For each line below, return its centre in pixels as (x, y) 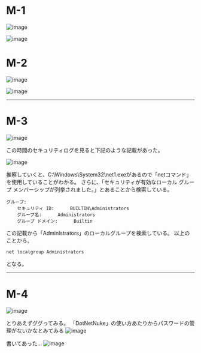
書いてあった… (24, 343)
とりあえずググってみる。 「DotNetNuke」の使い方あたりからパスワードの (98, 323)
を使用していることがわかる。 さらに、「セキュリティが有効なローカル (92, 182)
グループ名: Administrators (56, 215)
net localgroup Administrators (45, 252)
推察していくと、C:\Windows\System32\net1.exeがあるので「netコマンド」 (99, 174)
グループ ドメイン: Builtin (55, 221)
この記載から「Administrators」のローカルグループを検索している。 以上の (98, 233)
